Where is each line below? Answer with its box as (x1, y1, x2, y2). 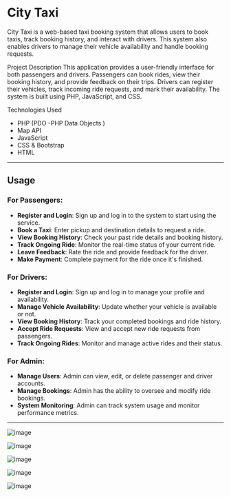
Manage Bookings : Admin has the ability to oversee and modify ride (16, 387, 211, 395)
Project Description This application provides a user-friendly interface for (7, 63, 214, 71)
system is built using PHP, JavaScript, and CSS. (7, 92, 142, 101)
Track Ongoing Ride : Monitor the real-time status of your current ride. (16, 240, 216, 249)
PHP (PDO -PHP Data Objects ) (16, 119, 105, 127)
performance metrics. (16, 409, 79, 417)
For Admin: (7, 356, 45, 366)
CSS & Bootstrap (16, 141, 65, 149)
